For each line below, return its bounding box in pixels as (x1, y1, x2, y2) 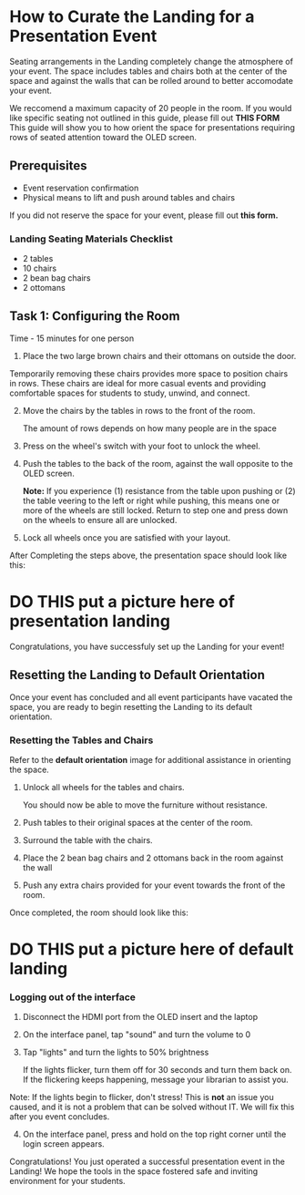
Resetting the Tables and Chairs (9, 734, 154, 747)
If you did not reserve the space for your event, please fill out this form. (9, 210, 280, 221)
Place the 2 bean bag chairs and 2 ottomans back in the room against (22, 852, 284, 863)
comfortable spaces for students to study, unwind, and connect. (9, 387, 250, 398)
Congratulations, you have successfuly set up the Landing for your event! (9, 641, 285, 652)
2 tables (22, 253, 54, 264)
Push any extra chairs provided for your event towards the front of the (22, 880, 286, 891)
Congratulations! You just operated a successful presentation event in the (9, 1156, 285, 1168)
